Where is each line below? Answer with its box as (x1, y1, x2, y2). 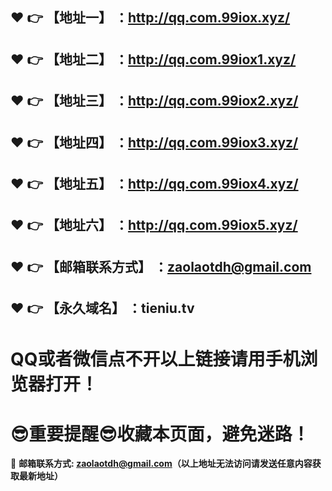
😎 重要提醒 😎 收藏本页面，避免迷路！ (10, 423, 310, 445)
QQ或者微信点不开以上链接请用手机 (10, 348, 301, 371)
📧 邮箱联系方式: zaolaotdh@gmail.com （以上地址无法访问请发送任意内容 (10, 458, 313, 470)
